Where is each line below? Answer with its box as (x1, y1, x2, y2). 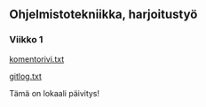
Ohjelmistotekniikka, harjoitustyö (9, 7, 198, 22)
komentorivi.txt (9, 53, 65, 65)
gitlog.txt (9, 71, 43, 81)
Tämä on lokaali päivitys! (9, 88, 100, 98)
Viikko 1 (9, 34, 44, 46)
